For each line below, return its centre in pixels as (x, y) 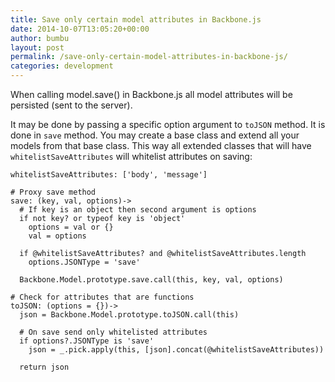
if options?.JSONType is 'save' (87, 341)
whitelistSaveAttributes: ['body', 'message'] (109, 175)
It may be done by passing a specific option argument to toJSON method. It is (168, 124)
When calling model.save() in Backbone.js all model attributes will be (151, 94)
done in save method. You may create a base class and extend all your (155, 135)
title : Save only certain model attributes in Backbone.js (136, 19)
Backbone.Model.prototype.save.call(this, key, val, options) (151, 280)
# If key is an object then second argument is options (138, 210)
